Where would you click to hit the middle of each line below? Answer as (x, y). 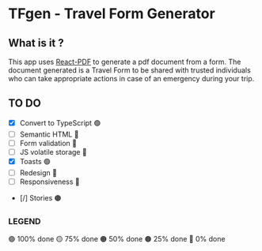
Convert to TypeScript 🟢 (60, 122)
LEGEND (25, 222)
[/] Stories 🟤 (40, 198)
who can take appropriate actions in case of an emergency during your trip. (131, 79)
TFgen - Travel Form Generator (112, 14)
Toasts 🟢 (35, 161)
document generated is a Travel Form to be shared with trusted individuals (129, 70)
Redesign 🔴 (38, 173)
